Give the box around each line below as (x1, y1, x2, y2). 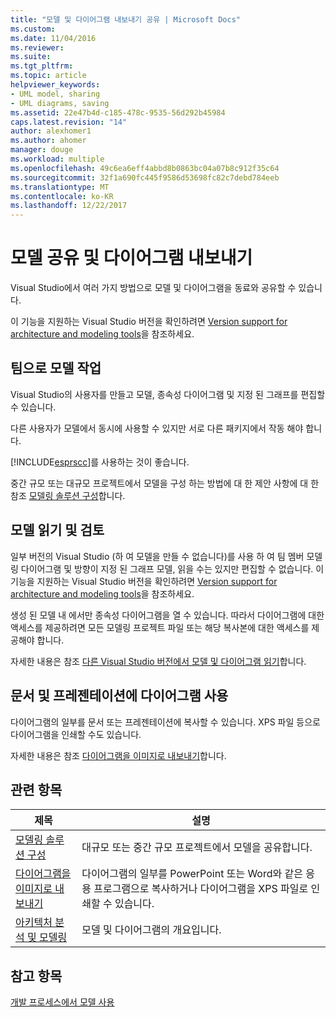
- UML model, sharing (10, 89, 101, 99)
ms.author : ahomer (10, 136, 87, 146)
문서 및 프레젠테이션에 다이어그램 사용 (10, 687, 229, 705)
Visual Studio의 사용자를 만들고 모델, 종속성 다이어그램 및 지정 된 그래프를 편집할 (10, 388, 326, 400)
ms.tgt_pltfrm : (10, 61, 74, 71)
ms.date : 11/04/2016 (10, 33, 97, 43)
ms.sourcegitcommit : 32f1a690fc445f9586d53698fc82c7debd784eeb (10, 172, 280, 183)
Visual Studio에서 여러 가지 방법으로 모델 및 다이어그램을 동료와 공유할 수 (10, 282, 297, 294)
